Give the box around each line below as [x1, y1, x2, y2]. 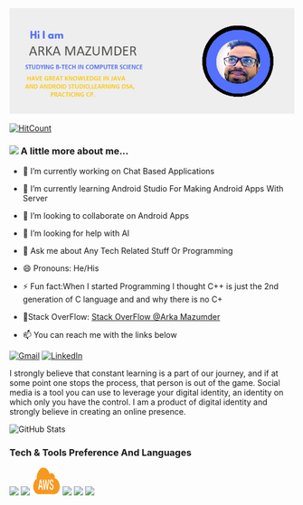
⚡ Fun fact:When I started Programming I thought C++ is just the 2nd [22, 280, 279, 292]
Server [22, 192, 48, 203]
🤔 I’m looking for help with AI [22, 228, 130, 238]
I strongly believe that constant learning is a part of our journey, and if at [9, 368, 279, 379]
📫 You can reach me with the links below [22, 329, 178, 340]
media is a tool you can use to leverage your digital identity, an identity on [9, 387, 284, 397]
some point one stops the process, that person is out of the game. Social [9, 377, 280, 388]
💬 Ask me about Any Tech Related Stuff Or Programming [22, 245, 233, 256]
